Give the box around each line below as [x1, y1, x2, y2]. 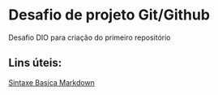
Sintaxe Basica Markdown [8, 77, 96, 87]
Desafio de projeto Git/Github [8, 6, 211, 24]
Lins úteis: [8, 56, 62, 70]
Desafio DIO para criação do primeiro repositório [8, 32, 171, 42]
